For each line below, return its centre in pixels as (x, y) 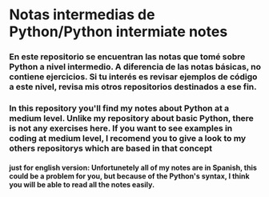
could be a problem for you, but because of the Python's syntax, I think (130, 176)
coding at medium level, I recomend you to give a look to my (128, 139)
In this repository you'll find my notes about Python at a (119, 108)
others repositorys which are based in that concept (111, 148)
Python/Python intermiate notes (118, 32)
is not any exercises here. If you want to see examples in (121, 128)
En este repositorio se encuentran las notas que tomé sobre (127, 57)
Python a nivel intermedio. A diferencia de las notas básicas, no (135, 67)
